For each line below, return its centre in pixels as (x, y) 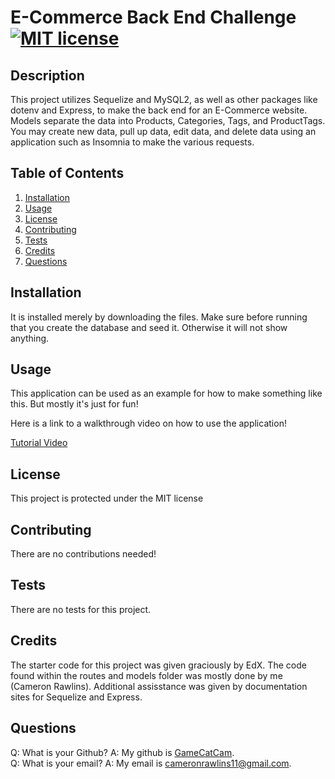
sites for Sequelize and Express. (76, 697)
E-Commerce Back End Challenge (153, 17)
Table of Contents (67, 173)
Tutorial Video (39, 443)
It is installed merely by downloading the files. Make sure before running (159, 317)
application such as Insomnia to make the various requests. (132, 142)
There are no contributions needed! (83, 554)
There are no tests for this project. (81, 609)
